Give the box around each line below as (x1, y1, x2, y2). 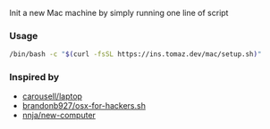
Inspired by (9, 71, 60, 84)
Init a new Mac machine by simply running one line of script (9, 8, 229, 18)
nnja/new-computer (21, 110, 97, 121)
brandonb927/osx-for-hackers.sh (21, 101, 146, 111)
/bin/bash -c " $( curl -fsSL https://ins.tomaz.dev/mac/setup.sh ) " (9, 50, 262, 59)
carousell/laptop (21, 91, 83, 101)
